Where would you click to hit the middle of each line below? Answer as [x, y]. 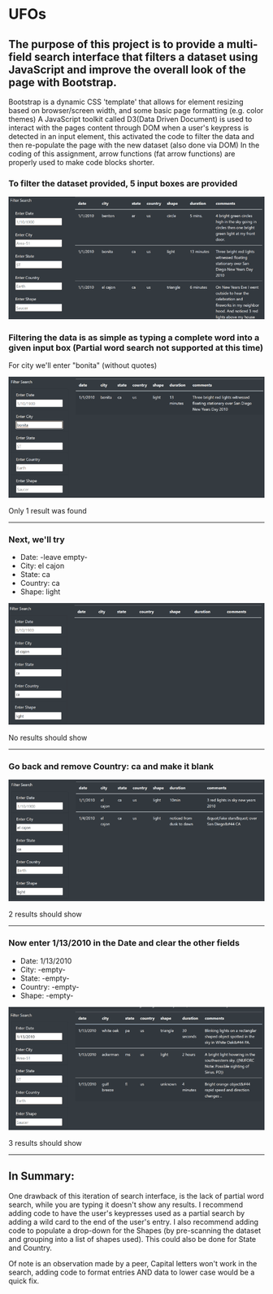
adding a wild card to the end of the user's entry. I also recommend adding [133, 1222]
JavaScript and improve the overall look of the [127, 70]
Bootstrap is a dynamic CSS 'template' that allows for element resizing [126, 102]
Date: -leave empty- [54, 557]
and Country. [30, 1248]
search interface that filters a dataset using [146, 57]
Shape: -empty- [47, 995]
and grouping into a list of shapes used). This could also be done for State [132, 1239]
